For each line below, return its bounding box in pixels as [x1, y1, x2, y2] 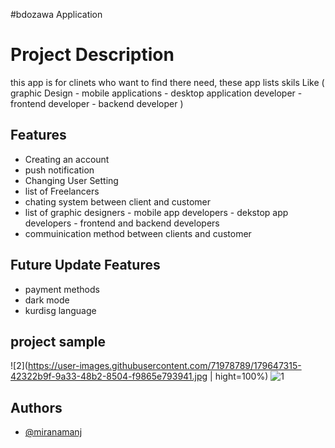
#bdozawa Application [10, 9, 103, 20]
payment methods [24, 283, 100, 295]
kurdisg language [24, 304, 97, 316]
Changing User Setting [24, 174, 119, 186]
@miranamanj [24, 426, 83, 438]
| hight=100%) [209, 370, 269, 383]
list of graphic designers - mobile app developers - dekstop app [24, 206, 289, 218]
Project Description [10, 44, 175, 66]
